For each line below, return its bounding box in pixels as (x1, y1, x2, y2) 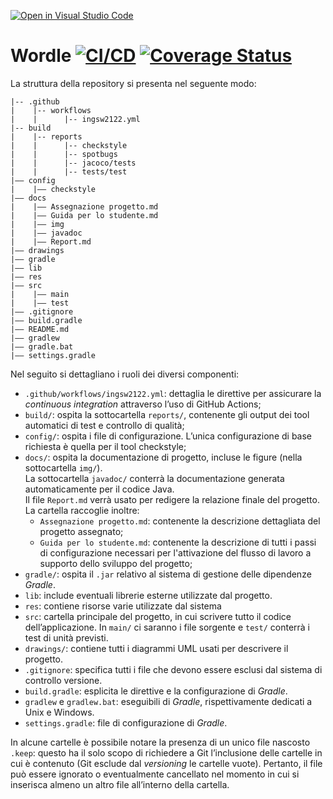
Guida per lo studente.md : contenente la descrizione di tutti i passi (39, 536, 317, 548)
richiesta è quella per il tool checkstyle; (24, 440, 187, 452)
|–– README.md (10, 324, 70, 334)
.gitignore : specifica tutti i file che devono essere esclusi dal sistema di (24, 663, 323, 675)
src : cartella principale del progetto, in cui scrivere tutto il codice (24, 610, 292, 622)
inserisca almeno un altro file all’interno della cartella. (10, 778, 230, 790)
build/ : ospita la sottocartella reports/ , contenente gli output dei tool (24, 408, 310, 420)
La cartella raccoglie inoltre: (24, 504, 140, 516)
